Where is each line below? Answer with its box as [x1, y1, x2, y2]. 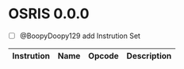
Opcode [88, 51, 119, 61]
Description [126, 51, 172, 61]
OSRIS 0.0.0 [8, 5, 90, 23]
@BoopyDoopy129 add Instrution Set [19, 31, 141, 40]
